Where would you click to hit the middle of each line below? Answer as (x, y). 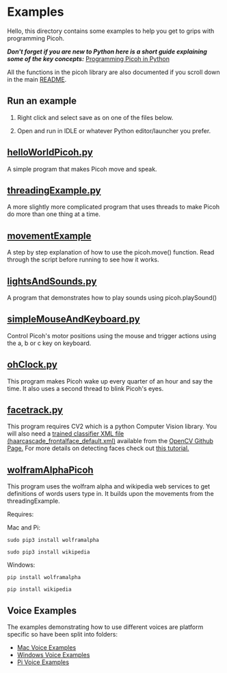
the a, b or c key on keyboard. (49, 343)
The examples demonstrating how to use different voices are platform (105, 627)
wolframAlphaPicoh (50, 470)
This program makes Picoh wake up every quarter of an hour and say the (110, 381)
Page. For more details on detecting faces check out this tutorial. (98, 448)
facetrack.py (35, 410)
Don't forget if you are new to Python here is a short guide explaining (107, 51)
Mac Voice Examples (46, 648)
